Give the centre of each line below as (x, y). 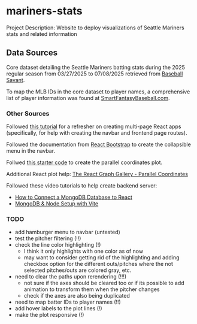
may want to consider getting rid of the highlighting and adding (101, 258)
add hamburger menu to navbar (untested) (68, 232)
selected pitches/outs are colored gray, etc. (78, 270)
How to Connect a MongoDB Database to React (74, 197)
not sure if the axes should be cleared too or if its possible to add (104, 283)
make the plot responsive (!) (49, 315)
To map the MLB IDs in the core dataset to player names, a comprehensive (98, 92)
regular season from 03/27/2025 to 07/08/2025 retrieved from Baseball (95, 74)
